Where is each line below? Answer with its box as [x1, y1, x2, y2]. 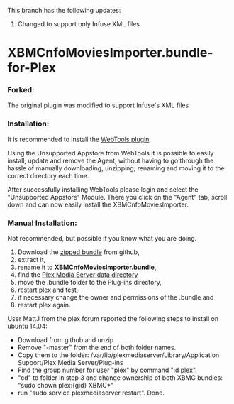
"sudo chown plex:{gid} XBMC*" [17, 381, 114, 390]
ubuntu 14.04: [7, 322, 48, 331]
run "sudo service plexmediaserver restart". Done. [17, 388, 165, 397]
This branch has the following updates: [7, 6, 121, 14]
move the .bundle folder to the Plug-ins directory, [17, 278, 162, 287]
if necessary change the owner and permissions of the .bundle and [17, 293, 214, 302]
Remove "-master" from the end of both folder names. [17, 344, 177, 352]
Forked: [7, 85, 35, 95]
